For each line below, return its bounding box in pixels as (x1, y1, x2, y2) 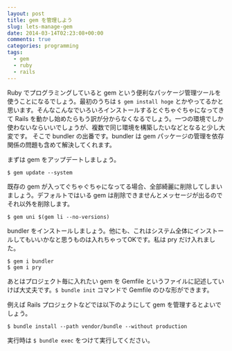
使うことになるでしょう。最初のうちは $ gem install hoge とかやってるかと (7, 97, 224, 105)
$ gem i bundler (7, 258, 54, 265)
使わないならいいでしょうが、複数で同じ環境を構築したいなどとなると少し (7, 123, 220, 131)
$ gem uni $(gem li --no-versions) (7, 213, 110, 220)
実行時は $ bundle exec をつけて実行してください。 (7, 336, 154, 344)
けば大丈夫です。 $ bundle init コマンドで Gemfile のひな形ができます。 (7, 286, 213, 294)
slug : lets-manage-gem (7, 23, 73, 30)
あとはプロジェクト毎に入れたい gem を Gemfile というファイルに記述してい (7, 277, 225, 285)
